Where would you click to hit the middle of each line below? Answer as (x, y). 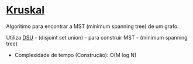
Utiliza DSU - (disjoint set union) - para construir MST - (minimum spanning (97, 37)
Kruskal (25, 10)
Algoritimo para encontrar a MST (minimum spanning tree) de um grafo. (93, 26)
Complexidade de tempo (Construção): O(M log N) (75, 55)
